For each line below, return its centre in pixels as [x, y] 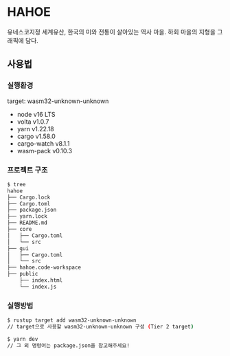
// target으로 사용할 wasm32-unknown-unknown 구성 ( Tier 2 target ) [101, 326]
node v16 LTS [36, 114]
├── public [23, 274]
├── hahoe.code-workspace [44, 268]
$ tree [16, 184]
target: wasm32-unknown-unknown [58, 101]
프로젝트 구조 [27, 170]
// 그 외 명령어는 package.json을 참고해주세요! [69, 345]
